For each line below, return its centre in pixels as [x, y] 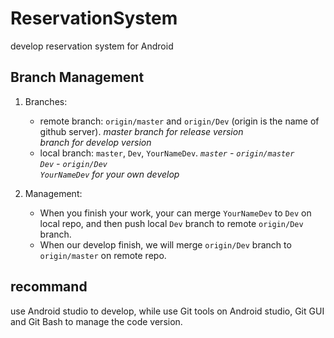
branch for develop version [95, 142]
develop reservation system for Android [92, 46]
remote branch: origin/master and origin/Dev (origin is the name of [179, 121]
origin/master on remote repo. [103, 255]
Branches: [46, 101]
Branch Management [77, 77]
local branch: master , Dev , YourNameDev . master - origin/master [167, 153]
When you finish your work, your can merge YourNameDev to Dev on [175, 213]
